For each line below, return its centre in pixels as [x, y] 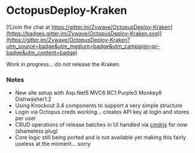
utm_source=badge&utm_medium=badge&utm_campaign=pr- [83, 46]
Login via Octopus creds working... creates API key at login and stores [102, 112]
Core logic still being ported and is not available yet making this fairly [101, 137]
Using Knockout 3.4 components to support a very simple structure [98, 106]
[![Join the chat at [28, 27]
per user [25, 118]
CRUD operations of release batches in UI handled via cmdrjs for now [101, 125]
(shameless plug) [36, 131]
